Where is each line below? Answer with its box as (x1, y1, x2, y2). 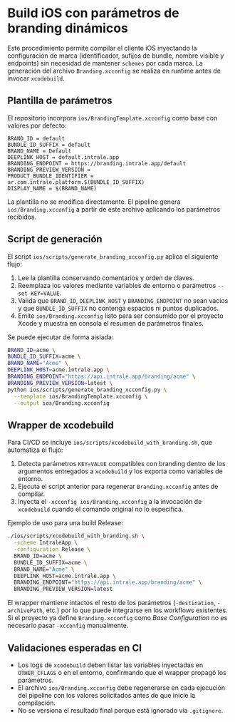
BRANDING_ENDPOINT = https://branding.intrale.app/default (7, 160, 187, 167)
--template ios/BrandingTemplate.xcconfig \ (14, 393, 148, 400)
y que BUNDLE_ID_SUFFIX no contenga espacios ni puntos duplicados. (17, 304, 219, 312)
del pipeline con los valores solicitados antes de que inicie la (17, 691, 196, 699)
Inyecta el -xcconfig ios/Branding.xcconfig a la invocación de (17, 497, 202, 506)
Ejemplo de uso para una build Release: (7, 519, 123, 527)
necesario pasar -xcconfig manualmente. (7, 622, 129, 630)
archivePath (7, 607, 43, 614)
